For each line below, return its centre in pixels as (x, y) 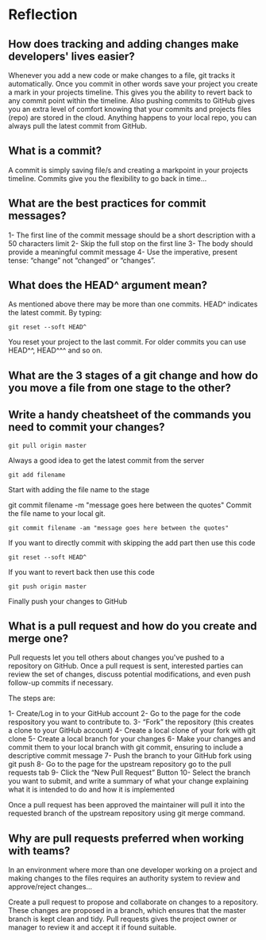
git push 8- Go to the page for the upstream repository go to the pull (120, 765)
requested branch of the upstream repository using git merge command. (127, 813)
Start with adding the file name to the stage (79, 489)
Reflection (43, 15)
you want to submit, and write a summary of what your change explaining (128, 781)
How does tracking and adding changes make (124, 44)
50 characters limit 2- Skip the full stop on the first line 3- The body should (131, 243)
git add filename (37, 475)
